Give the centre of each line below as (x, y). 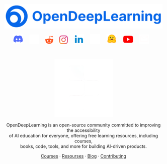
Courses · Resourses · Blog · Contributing (83, 156)
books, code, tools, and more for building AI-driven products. (83, 146)
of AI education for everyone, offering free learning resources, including (83, 135)
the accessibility (83, 130)
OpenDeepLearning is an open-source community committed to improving (83, 125)
